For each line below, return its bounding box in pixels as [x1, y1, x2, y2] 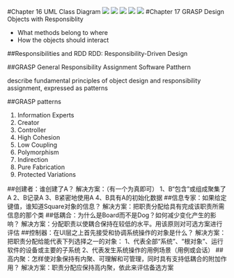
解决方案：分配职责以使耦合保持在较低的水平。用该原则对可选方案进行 [20, 220, 223, 228]
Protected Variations [17, 170, 77, 178]
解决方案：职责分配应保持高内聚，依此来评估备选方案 [20, 263, 174, 272]
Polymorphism [17, 148, 59, 156]
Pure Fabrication [17, 163, 65, 171]
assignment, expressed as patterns [7, 84, 108, 92]
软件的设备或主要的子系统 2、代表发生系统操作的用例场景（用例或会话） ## [7, 246, 224, 254]
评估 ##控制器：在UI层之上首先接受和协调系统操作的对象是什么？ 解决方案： [7, 228, 226, 237]
